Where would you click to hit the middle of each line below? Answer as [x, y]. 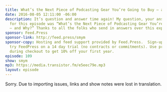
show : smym [16, 61]
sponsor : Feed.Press [27, 33]
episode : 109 [19, 56]
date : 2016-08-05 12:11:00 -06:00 [41, 14]
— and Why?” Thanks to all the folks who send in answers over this [82, 28]
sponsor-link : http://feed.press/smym [45, 38]
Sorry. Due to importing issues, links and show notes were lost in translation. [83, 84]
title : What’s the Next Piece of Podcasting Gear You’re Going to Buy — [82, 10]
